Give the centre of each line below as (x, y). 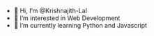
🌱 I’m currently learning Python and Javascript (80, 25)
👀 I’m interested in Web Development (67, 18)
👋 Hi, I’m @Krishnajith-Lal (50, 11)
